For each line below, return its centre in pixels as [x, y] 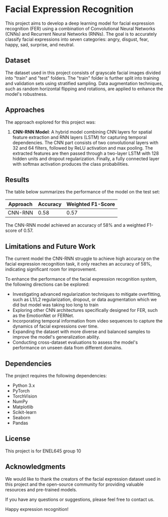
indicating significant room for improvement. [51, 269]
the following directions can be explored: [47, 284]
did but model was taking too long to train [55, 305]
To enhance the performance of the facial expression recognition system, [81, 279]
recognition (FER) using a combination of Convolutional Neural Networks [80, 28]
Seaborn [21, 417]
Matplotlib [23, 407]
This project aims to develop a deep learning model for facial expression [80, 23]
